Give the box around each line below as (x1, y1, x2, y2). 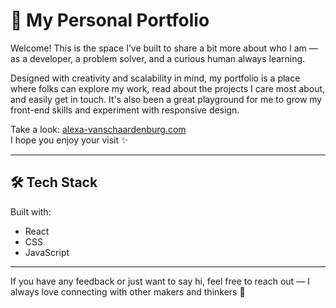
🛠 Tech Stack (10, 174, 98, 191)
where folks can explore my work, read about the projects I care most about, (10, 82, 326, 94)
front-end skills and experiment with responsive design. (10, 104, 240, 116)
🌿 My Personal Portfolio (10, 9, 210, 32)
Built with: (10, 205, 52, 218)
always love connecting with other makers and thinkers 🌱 (10, 285, 246, 298)
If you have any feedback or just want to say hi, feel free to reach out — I (10, 275, 310, 287)
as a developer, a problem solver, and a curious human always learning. (10, 52, 306, 64)
